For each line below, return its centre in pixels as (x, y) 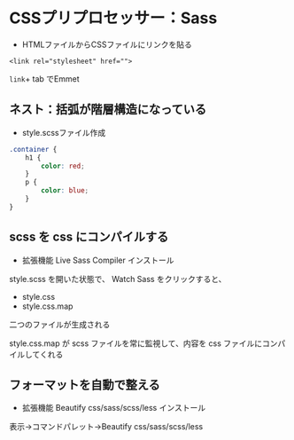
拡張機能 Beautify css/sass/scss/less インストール (114, 408)
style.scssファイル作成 (64, 132)
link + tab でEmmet (44, 79)
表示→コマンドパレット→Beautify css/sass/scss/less (106, 427)
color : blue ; (65, 191)
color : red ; (63, 166)
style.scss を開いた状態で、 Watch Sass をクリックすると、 (118, 279)
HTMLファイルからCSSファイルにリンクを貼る (107, 44)
